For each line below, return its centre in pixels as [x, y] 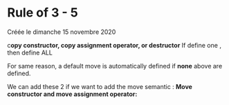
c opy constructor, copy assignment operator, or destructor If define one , [114, 45]
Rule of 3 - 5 [43, 13]
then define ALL [30, 52]
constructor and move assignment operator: [72, 94]
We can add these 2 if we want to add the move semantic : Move [100, 86]
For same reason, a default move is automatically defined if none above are [115, 66]
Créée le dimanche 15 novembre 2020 [62, 32]
